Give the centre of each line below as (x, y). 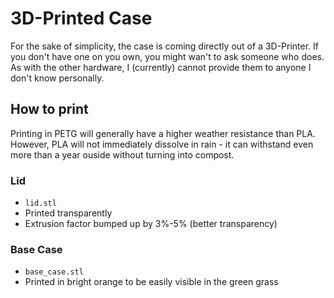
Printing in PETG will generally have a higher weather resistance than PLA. (163, 133)
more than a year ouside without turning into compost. (122, 154)
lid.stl (40, 203)
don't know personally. (57, 78)
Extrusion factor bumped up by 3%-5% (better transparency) (151, 224)
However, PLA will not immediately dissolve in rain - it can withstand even (162, 144)
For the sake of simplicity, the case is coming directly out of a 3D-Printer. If (164, 46)
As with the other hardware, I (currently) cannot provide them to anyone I (161, 67)
